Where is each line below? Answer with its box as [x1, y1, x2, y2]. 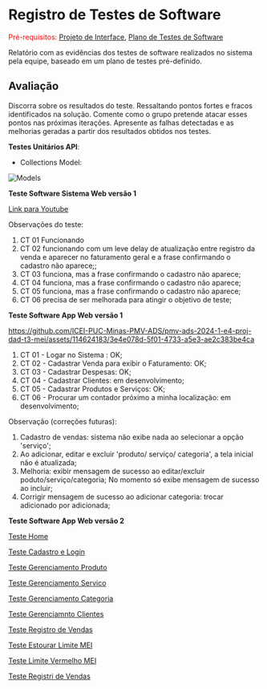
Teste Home [8, 531, 49, 541]
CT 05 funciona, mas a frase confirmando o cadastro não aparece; [19, 286, 241, 296]
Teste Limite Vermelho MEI [8, 655, 97, 665]
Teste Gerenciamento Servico [8, 578, 107, 587]
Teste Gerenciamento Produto [8, 562, 107, 572]
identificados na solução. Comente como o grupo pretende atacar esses [8, 109, 248, 119]
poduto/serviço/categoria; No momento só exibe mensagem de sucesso [19, 475, 260, 484]
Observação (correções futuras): [8, 416, 118, 426]
